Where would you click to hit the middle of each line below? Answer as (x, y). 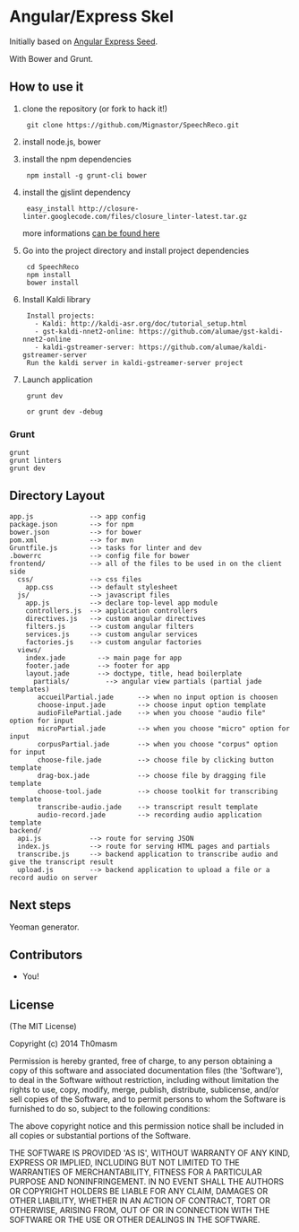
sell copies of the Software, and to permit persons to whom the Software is (148, 1099)
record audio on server (54, 878)
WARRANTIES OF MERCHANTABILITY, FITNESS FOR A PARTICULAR (136, 1172)
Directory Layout (57, 496)
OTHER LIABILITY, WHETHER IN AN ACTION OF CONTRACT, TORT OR (140, 1201)
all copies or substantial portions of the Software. (100, 1136)
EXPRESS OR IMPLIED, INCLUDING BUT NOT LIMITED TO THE (124, 1163)
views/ (30, 650)
